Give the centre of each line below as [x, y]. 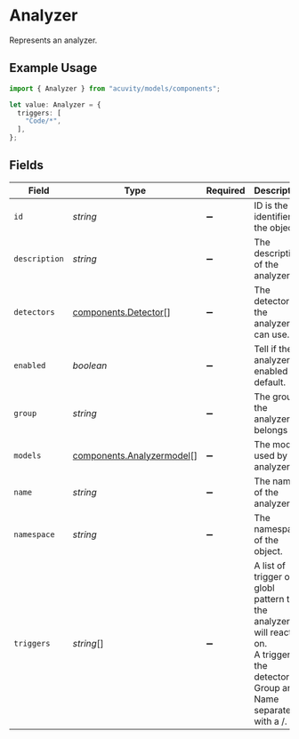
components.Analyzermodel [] [135, 455]
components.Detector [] [121, 312]
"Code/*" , [44, 121]
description [39, 258]
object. [268, 550]
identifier [272, 216]
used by [270, 455]
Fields [27, 165]
